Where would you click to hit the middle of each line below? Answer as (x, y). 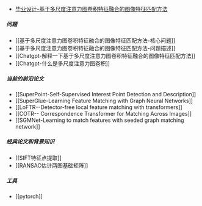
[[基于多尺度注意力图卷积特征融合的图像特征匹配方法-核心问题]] (95, 40)
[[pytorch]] (29, 196)
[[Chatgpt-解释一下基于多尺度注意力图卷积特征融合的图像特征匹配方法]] (105, 55)
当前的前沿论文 (25, 79)
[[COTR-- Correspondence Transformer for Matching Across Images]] (103, 113)
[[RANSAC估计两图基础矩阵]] (52, 165)
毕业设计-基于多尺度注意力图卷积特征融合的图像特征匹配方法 (91, 9)
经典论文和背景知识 (31, 141)
